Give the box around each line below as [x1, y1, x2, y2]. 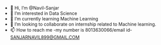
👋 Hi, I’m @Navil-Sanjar [10, 5, 60, 11]
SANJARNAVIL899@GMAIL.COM [10, 34, 80, 40]
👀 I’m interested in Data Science [10, 10, 77, 16]
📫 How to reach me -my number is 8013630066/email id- [10, 27, 132, 33]
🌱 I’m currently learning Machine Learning [10, 16, 98, 21]
